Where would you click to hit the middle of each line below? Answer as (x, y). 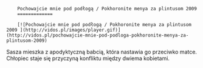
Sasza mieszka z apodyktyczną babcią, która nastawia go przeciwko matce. (102, 52)
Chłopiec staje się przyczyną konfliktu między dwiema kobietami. (88, 58)
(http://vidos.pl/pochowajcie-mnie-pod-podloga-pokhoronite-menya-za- (98, 35)
